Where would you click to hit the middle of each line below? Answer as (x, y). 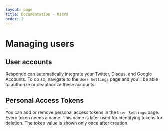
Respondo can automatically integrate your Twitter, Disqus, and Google (79, 74)
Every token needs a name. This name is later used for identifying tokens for (84, 118)
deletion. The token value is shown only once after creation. (67, 123)
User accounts (29, 62)
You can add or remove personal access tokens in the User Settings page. (82, 112)
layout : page (19, 10)
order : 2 (14, 19)
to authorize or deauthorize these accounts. (51, 85)
